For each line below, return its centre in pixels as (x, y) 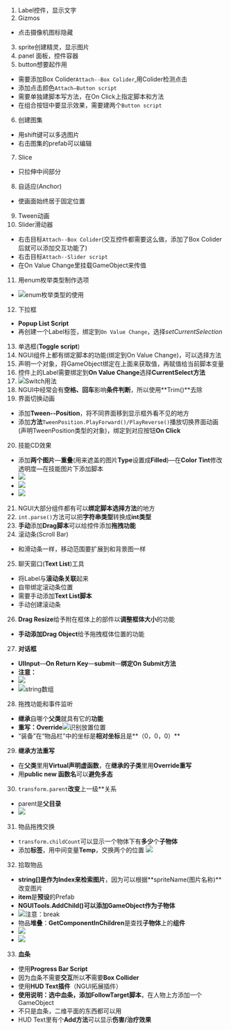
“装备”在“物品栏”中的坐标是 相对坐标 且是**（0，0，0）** (99, 736)
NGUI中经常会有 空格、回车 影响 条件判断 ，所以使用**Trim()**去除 (110, 390)
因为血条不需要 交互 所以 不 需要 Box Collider (78, 978)
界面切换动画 (36, 398)
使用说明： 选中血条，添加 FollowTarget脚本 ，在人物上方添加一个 (110, 995)
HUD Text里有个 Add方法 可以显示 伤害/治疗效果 (85, 1020)
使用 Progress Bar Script (53, 969)
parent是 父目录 (40, 803)
